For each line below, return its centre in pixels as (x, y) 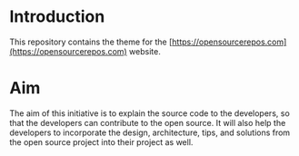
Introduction (57, 17)
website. (145, 51)
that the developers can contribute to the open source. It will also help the (148, 122)
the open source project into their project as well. (101, 141)
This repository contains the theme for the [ (91, 42)
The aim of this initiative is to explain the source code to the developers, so (150, 113)
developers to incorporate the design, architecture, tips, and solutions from (150, 132)
